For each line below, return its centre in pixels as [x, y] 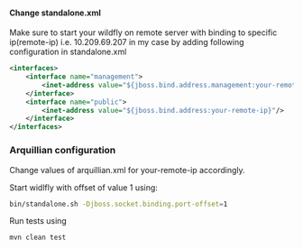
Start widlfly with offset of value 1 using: [83, 187]
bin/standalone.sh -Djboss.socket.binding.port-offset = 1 [119, 204]
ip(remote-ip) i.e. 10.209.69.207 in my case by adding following [127, 42]
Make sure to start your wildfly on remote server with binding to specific [143, 32]
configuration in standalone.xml [68, 52]
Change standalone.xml [55, 13]
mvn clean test [38, 238]
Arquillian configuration [63, 151]
